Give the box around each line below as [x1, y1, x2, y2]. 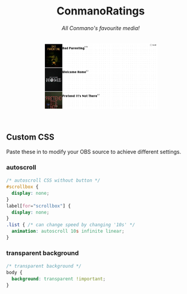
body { [6, 269, 23, 276]
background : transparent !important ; [11, 275, 106, 282]
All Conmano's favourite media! [62, 24, 140, 31]
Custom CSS [6, 132, 55, 142]
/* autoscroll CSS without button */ [6, 177, 101, 184]
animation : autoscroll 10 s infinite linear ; [11, 228, 125, 234]
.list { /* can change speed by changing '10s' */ [6, 222, 135, 228]
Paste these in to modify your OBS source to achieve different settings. [6, 148, 182, 155]
